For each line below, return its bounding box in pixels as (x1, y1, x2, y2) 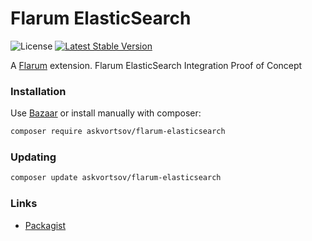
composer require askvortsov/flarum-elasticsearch (10, 127, 226, 137)
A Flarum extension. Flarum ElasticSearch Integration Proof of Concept (10, 59, 303, 71)
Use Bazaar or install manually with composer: (10, 107, 202, 119)
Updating (10, 150, 57, 164)
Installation (10, 84, 67, 98)
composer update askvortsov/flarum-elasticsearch (10, 173, 222, 183)
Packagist (24, 219, 67, 231)
